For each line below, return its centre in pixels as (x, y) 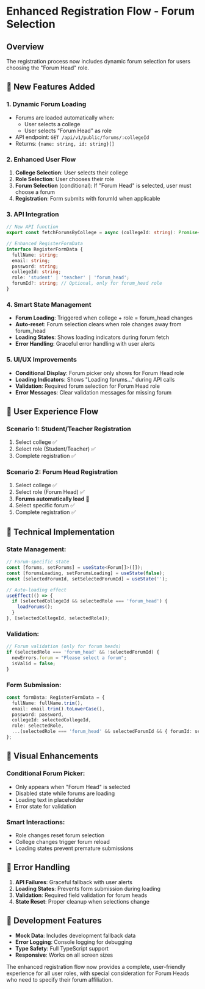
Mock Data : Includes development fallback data (75, 935)
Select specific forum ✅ (45, 505)
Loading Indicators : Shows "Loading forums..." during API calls (95, 379)
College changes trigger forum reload (62, 841)
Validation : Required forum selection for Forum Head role (88, 386)
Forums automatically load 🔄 (52, 499)
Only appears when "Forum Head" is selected (73, 787)
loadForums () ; (35, 607)
